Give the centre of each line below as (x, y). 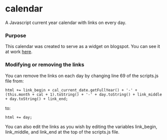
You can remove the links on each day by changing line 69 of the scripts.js (82, 75)
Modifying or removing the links (45, 64)
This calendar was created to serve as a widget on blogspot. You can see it (82, 46)
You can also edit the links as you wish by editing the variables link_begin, (81, 126)
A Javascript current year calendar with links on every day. (66, 22)
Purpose (16, 35)
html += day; (19, 117)
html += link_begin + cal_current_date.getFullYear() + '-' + (71, 90)
